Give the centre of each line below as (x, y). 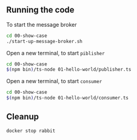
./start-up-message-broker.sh (45, 41)
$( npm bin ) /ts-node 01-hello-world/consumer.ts (68, 98)
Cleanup (23, 117)
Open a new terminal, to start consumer (54, 81)
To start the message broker (42, 24)
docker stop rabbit (31, 131)
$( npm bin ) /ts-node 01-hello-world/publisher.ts (69, 70)
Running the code (40, 10)
